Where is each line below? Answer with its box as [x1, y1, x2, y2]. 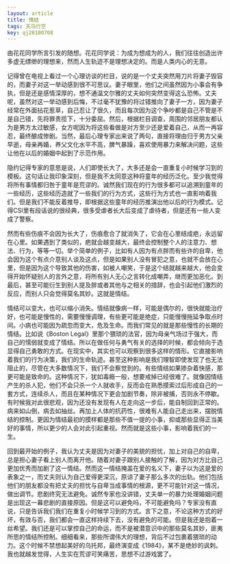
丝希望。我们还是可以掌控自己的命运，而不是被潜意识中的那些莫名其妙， [7, 524, 211, 532]
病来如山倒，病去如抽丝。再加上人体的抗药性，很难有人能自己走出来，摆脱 [7, 407, 217, 415]
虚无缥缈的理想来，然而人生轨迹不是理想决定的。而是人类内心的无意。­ [12, 58, 211, 66]
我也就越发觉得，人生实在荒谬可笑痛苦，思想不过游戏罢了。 [7, 550, 175, 559]
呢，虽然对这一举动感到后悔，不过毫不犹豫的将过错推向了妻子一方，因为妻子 [7, 97, 223, 106]
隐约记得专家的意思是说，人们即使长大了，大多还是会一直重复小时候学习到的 [7, 164, 223, 172]
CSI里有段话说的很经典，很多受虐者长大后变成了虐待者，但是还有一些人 [12, 206, 215, 214]
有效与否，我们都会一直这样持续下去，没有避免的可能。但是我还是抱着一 [18, 515, 223, 524]
